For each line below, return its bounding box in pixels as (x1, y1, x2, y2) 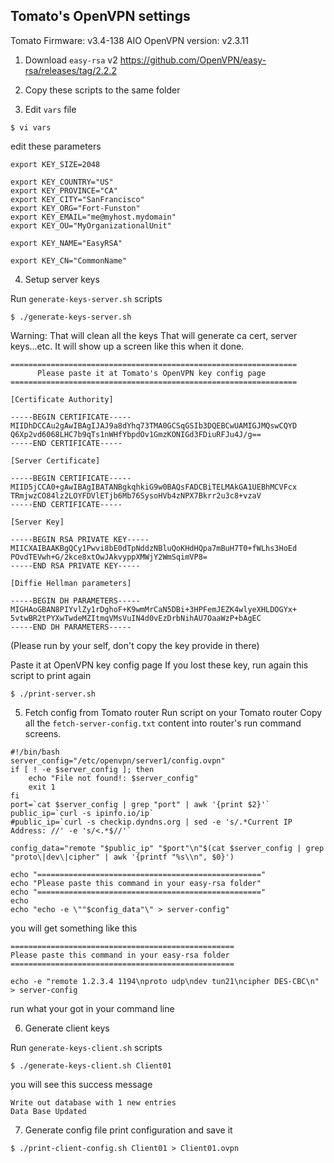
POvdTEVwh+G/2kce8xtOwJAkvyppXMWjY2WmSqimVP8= (10, 552, 208, 562)
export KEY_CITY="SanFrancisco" (10, 194, 145, 204)
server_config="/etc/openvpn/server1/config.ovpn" (10, 755, 226, 766)
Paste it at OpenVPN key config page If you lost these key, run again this (10, 659, 309, 671)
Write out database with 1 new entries (10, 1097, 177, 1108)
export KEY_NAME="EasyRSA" (10, 238, 123, 248)
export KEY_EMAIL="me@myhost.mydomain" (10, 212, 177, 222)
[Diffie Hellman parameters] (10, 578, 132, 588)
